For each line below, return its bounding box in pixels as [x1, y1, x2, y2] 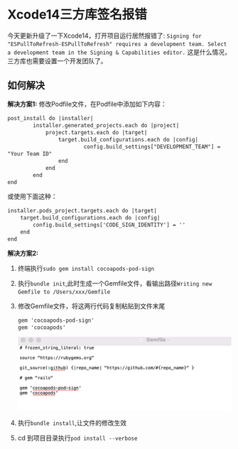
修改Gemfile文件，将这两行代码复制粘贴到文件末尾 [17, 301, 166, 310]
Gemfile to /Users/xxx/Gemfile [17, 288, 111, 296]
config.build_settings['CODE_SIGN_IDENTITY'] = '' [33, 221, 186, 228]
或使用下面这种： [7, 192, 58, 200]
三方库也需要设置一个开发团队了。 [7, 56, 107, 65]
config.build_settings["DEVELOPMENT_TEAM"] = [83, 143, 221, 150]
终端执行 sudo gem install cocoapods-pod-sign [17, 264, 155, 272]
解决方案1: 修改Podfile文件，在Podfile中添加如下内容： [7, 99, 167, 108]
